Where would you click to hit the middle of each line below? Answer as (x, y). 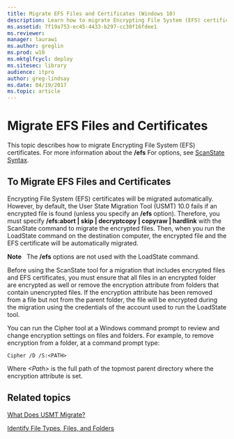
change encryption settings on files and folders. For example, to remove (111, 335)
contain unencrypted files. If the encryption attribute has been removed (110, 292)
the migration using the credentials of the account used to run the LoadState (117, 307)
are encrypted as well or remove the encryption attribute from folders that (113, 285)
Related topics (39, 398)
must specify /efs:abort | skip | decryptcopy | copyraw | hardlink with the (114, 221)
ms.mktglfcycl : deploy (40, 59)
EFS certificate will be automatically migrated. (73, 243)
